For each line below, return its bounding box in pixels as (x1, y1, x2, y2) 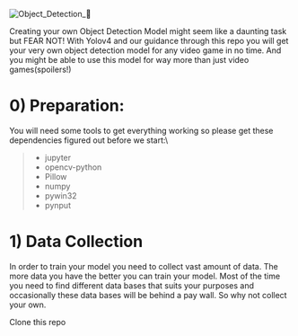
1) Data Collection (9, 232, 144, 252)
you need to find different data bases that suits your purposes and (9, 279, 254, 291)
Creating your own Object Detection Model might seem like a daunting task (9, 26, 287, 36)
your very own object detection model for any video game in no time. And (9, 45, 282, 56)
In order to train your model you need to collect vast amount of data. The (9, 261, 278, 271)
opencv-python (44, 162, 102, 172)
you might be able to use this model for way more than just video (9, 55, 250, 65)
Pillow (44, 171, 67, 181)
